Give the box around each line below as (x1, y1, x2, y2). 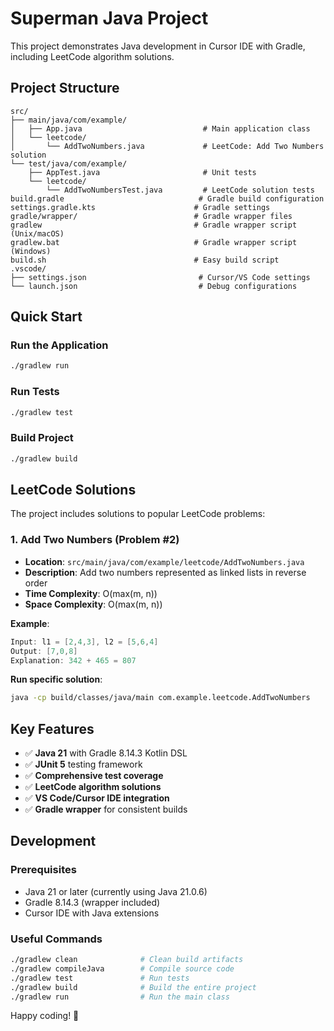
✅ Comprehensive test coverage (24, 770, 164, 782)
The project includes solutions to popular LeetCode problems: (10, 508, 266, 520)
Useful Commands (10, 932, 103, 946)
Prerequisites (10, 863, 77, 877)
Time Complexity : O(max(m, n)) (24, 587, 158, 599)
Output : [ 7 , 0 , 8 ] (10, 646, 78, 656)
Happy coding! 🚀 (10, 1010, 80, 1022)
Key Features (10, 720, 95, 737)
